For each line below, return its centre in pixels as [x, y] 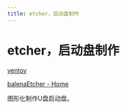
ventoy [17, 70]
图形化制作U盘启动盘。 [40, 98]
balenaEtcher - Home [38, 84]
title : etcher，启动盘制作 [43, 14]
